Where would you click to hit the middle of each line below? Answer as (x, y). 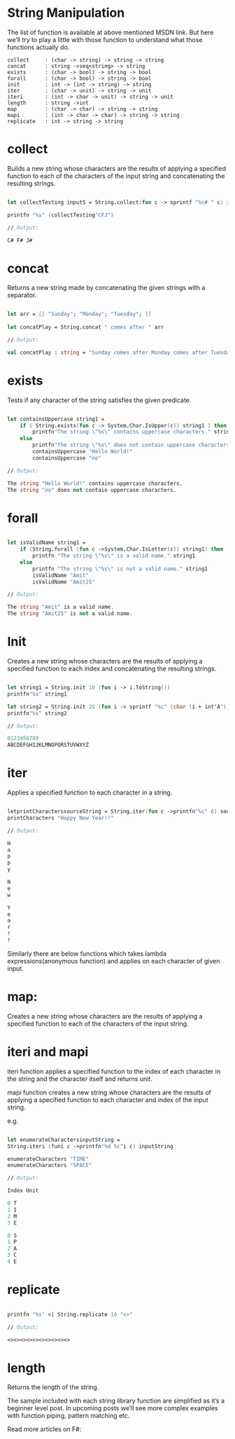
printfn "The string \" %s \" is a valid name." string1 (114, 556)
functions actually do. (38, 47)
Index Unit (23, 1191)
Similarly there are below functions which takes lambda (87, 953)
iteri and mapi (48, 1052)
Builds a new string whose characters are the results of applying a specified (116, 168)
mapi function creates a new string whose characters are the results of (109, 1092)
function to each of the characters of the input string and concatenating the (116, 176)
